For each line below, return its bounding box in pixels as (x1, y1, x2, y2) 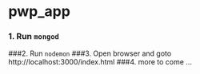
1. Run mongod (8, 31, 60, 42)
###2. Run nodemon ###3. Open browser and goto (8, 49, 172, 58)
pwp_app (8, 2, 70, 21)
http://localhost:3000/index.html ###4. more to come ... (8, 57, 192, 67)
